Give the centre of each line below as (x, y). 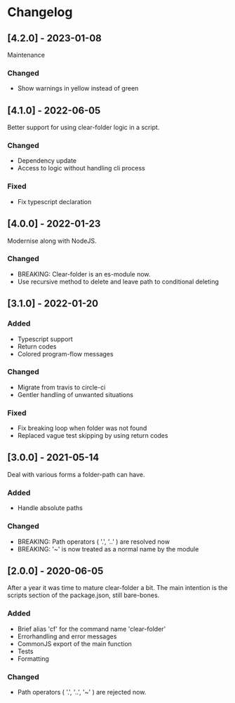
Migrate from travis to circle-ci (61, 387)
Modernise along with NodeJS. (52, 241)
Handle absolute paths (50, 508)
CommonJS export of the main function (74, 643)
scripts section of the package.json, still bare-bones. (83, 595)
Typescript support (45, 339)
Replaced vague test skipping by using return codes (93, 436)
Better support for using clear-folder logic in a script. (83, 128)
